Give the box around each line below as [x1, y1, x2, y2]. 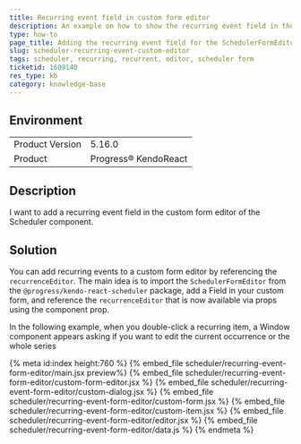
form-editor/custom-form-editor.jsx [9, 377, 141, 388]
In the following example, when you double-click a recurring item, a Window [9, 321, 290, 332]
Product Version [13, 138, 82, 150]
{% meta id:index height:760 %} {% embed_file [9, 358, 184, 369]
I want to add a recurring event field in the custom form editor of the [9, 207, 261, 218]
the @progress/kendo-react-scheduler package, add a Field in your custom [9, 286, 284, 296]
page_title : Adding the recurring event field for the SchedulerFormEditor [9, 38, 298, 47]
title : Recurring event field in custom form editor [9, 13, 211, 22]
